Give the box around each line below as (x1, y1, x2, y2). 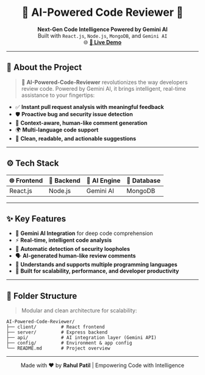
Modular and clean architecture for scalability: (21, 307, 137, 314)
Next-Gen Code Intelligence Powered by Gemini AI (37, 26, 168, 33)
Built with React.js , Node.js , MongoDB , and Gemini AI (37, 32, 168, 39)
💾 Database (126, 176, 160, 184)
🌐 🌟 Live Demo (83, 38, 122, 46)
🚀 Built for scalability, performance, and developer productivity (15, 267, 179, 275)
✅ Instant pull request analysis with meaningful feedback (15, 103, 164, 110)
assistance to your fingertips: (21, 91, 95, 99)
